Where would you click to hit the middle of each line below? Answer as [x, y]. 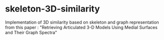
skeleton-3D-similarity [53, 9]
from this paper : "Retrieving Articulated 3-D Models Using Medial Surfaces [82, 27]
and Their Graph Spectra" [31, 32]
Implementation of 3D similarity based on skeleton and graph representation [82, 22]
